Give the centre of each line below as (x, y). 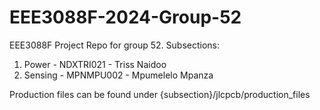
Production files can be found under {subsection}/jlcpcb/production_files (160, 94)
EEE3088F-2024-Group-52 (125, 17)
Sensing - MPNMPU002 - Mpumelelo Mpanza (118, 75)
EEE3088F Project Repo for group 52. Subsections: (114, 45)
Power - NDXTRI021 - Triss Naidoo (95, 64)
